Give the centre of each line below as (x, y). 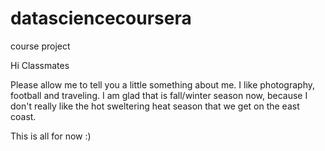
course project (40, 46)
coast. (23, 116)
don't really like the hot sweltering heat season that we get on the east (155, 106)
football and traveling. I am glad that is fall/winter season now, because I (159, 95)
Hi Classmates (40, 65)
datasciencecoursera (101, 18)
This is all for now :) (51, 136)
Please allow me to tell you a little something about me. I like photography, (163, 84)
